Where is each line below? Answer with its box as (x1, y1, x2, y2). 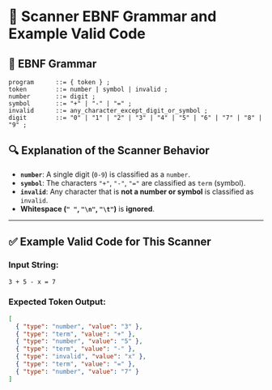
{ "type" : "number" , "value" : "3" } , (15, 322, 143, 331)
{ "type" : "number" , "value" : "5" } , (15, 337, 143, 345)
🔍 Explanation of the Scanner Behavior (8, 144, 210, 157)
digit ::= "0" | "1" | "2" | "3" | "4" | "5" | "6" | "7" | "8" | (8, 114, 263, 122)
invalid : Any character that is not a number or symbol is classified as (19, 186, 254, 196)
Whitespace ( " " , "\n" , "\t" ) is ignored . (19, 204, 155, 213)
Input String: (8, 259, 59, 271)
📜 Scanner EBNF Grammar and (8, 7, 217, 26)
